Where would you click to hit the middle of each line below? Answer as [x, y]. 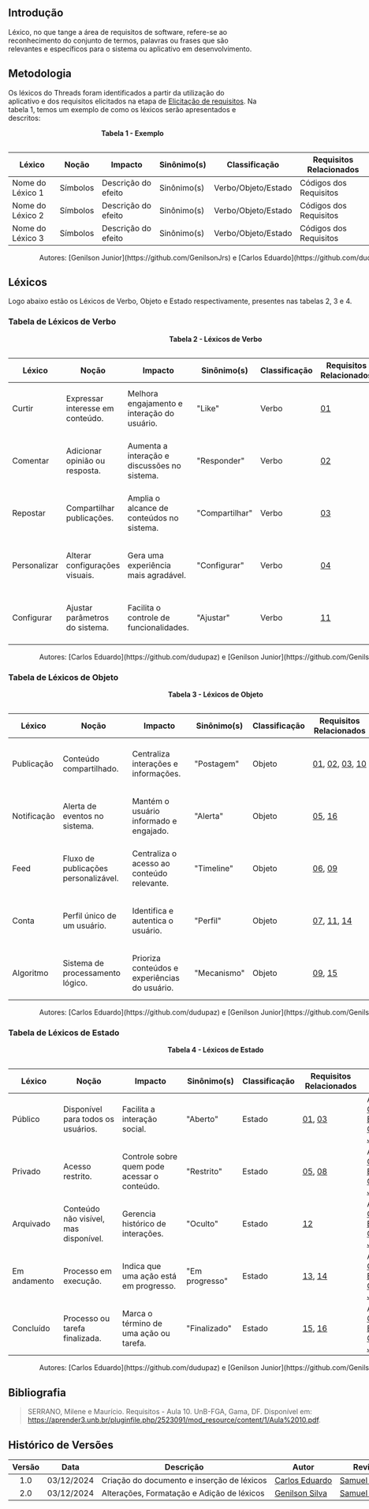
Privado [26, 1172]
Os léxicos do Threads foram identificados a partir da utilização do [116, 92]
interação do [151, 413]
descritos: [24, 118]
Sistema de [84, 963]
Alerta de [80, 806]
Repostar [29, 512]
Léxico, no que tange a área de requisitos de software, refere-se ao [117, 32]
